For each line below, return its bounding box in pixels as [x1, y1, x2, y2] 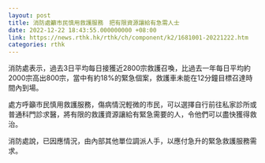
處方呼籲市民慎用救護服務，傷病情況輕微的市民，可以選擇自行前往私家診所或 [8, 100, 257, 109]
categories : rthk [8, 41, 65, 49]
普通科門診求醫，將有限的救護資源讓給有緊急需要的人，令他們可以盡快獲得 [8, 109, 250, 119]
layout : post [8, 11, 51, 20]
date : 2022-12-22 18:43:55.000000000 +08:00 [8, 26, 157, 34]
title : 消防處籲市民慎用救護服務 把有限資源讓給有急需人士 [8, 19, 180, 27]
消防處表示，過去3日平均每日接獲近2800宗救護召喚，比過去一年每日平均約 [8, 64, 251, 73]
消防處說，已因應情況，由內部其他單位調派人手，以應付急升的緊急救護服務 [8, 136, 250, 146]
